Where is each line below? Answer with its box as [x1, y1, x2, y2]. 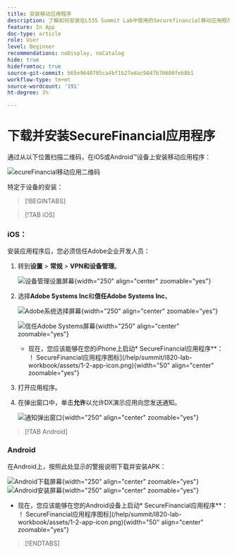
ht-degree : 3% [7, 89, 49, 96]
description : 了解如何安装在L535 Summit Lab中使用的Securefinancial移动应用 [7, 17, 222, 24]
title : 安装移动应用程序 [7, 10, 72, 18]
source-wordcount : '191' [7, 83, 80, 90]
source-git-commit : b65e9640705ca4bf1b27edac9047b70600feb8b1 [7, 69, 194, 76]
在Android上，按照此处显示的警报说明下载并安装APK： [7, 462, 166, 471]
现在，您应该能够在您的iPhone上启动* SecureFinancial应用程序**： [28, 344, 224, 353]
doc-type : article [7, 30, 61, 37]
